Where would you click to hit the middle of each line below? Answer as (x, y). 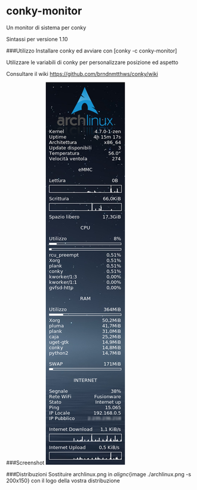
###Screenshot (25, 463)
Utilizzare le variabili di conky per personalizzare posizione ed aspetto (92, 62)
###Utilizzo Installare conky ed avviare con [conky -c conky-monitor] (92, 50)
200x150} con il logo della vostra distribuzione (63, 480)
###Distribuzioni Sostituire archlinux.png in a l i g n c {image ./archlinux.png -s (99, 474)
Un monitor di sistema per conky (46, 27)
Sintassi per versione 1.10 (37, 39)
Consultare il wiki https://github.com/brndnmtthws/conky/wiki (82, 73)
